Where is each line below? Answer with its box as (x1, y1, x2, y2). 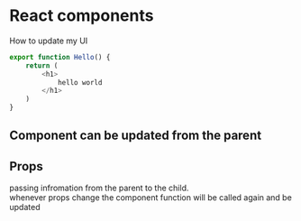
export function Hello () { (9, 52, 111, 61)
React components (9, 5, 154, 26)
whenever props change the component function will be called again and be (9, 192, 293, 203)
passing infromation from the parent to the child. (9, 182, 189, 194)
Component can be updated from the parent (9, 128, 262, 143)
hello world (57, 78, 103, 87)
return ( (25, 60, 59, 70)
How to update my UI (9, 35, 88, 46)
